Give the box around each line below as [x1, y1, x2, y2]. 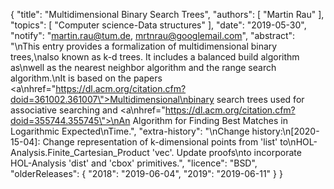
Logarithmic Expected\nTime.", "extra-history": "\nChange [10, 125, 250, 137]
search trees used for [216, 94, 305, 105]
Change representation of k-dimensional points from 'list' [42, 136, 278, 148]
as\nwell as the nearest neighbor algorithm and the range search [10, 62, 277, 73]
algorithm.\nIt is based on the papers [10, 72, 163, 84]
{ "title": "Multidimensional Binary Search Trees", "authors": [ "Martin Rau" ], [10, 9, 325, 20]
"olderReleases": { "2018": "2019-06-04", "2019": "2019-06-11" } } [10, 168, 283, 179]
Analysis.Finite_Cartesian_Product [10, 147, 150, 158]
